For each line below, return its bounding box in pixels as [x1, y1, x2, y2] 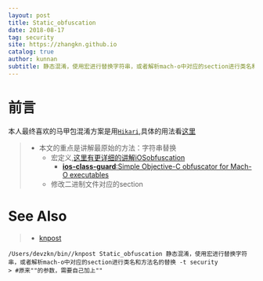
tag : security [8, 33, 55, 42]
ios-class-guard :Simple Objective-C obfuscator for [62, 162, 229, 171]
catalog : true [8, 48, 55, 56]
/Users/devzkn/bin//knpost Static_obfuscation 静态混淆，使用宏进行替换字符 [8, 250, 248, 257]
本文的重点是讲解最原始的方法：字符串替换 [38, 143, 177, 152]
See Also [8, 207, 67, 224]
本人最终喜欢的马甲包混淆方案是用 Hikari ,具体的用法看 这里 [8, 126, 196, 136]
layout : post [8, 11, 51, 20]
